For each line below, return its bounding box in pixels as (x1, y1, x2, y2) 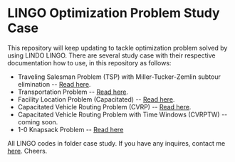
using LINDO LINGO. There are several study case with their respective (7, 51, 216, 60)
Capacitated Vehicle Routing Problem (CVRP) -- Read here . (17, 102, 192, 111)
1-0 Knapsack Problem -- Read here (17, 125, 124, 134)
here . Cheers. (7, 146, 48, 155)
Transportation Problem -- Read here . (17, 87, 129, 96)
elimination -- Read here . (17, 80, 91, 88)
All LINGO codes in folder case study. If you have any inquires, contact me (7, 139, 226, 147)
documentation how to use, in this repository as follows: (7, 58, 172, 67)
